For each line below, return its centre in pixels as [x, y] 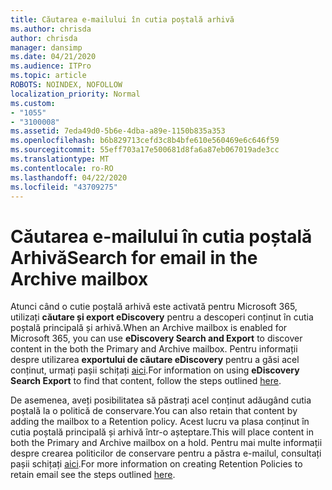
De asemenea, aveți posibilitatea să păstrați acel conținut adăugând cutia [161, 400]
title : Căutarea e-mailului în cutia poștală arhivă [122, 19]
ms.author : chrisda [51, 29]
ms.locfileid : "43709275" [64, 187]
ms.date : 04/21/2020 [53, 57]
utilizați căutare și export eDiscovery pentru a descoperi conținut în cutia [162, 317]
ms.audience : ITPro [51, 66]
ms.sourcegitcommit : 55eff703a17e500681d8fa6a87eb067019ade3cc [145, 150]
